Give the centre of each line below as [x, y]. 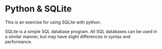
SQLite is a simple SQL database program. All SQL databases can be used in [81, 31]
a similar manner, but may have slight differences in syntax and [68, 37]
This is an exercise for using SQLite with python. [53, 22]
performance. [19, 41]
